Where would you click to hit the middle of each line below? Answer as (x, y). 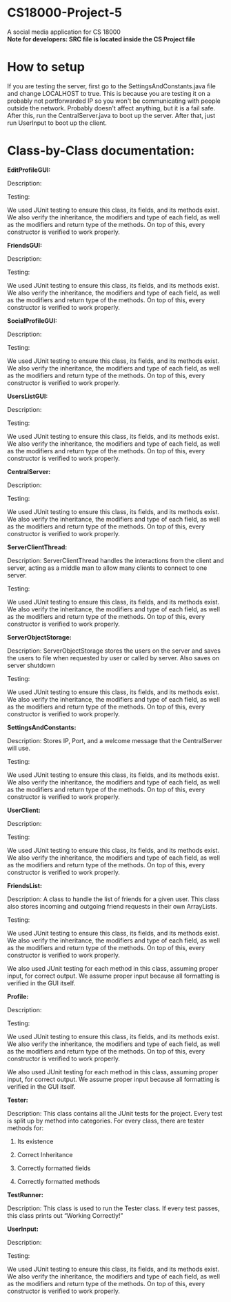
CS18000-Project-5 (65, 13)
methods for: (26, 1128)
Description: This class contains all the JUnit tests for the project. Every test (115, 1113)
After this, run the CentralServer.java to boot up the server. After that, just (111, 115)
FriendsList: (25, 885)
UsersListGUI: (28, 396)
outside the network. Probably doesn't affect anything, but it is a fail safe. (111, 108)
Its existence (35, 1141)
